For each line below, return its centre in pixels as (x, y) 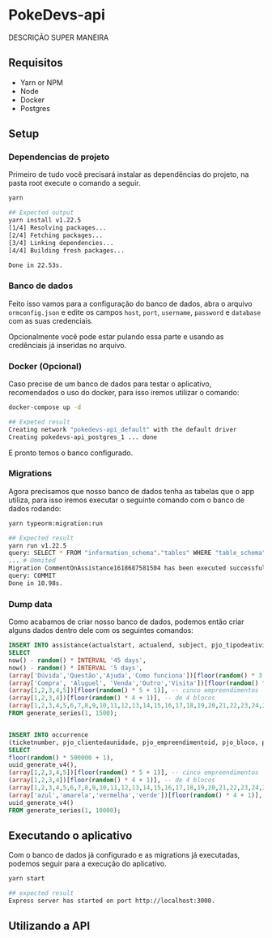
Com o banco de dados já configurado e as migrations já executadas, (124, 855)
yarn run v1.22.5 (38, 545)
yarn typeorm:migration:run (56, 523)
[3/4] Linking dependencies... (61, 243)
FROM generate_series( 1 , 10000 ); (65, 810)
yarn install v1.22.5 (45, 221)
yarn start (27, 879)
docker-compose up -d (45, 407)
